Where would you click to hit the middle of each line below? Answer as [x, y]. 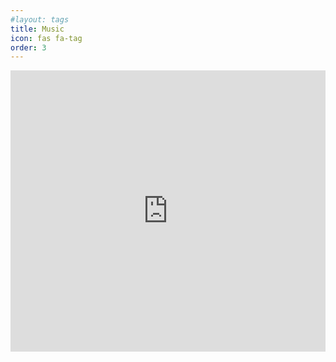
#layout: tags [40, 19]
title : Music [37, 29]
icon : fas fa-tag [46, 38]
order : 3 [28, 47]
